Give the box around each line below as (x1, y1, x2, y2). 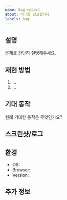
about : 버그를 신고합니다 (5, 12, 50, 17)
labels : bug (5, 16, 29, 21)
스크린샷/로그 (5, 130, 44, 138)
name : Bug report (5, 7, 41, 12)
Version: (12, 172, 29, 178)
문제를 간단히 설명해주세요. (5, 50, 56, 56)
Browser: (12, 167, 31, 173)
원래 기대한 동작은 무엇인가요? (5, 114, 63, 120)
